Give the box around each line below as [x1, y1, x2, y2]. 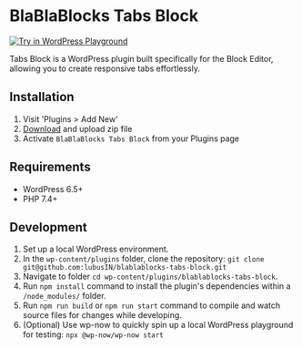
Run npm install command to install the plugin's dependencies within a [22, 281, 291, 292]
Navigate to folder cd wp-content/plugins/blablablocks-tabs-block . [22, 271, 278, 282]
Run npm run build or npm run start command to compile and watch [22, 300, 281, 311]
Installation [9, 89, 75, 105]
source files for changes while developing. [22, 310, 182, 321]
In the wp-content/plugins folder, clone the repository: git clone [22, 253, 265, 264]
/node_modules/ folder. [22, 291, 106, 302]
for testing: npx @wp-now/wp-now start [22, 329, 164, 340]
